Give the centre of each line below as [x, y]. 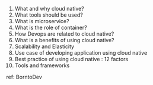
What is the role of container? [51, 27]
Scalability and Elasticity [44, 46]
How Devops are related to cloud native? [64, 34]
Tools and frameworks [42, 65]
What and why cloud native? [49, 9]
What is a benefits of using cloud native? [64, 40]
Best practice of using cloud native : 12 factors [71, 59]
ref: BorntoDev [24, 77]
